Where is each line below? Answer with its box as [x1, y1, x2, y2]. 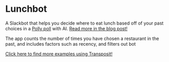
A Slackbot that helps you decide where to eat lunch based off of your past [5, 20, 164, 26]
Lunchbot [5, 3, 47, 15]
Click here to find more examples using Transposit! [5, 51, 113, 57]
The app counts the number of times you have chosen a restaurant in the [5, 35, 160, 42]
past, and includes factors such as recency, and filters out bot [5, 40, 136, 47]
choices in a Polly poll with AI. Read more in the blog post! [5, 25, 128, 31]
